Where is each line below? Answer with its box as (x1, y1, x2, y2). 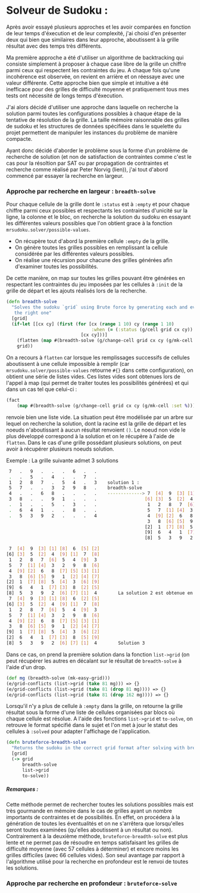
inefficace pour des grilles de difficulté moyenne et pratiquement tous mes (6, 85, 189, 93)
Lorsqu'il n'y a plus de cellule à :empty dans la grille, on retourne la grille (6, 703, 183, 710)
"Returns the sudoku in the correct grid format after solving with (11, 745, 185, 751)
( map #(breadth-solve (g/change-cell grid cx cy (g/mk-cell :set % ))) (17, 402, 196, 409)
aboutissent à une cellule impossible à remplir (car (6, 361, 130, 368)
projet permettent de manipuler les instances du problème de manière (6, 129, 178, 136)
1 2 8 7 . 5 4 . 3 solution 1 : (8, 479, 140, 485)
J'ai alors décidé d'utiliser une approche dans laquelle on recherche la (6, 103, 179, 110)
